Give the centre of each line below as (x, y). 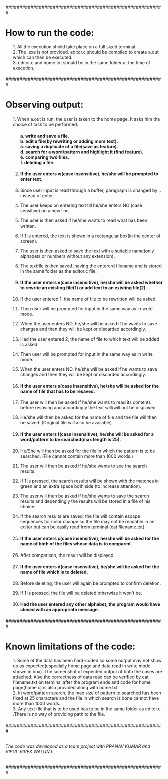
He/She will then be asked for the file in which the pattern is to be (88, 451)
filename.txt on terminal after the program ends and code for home (82, 682)
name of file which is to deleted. (54, 572)
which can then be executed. (42, 57)
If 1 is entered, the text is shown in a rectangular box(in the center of (90, 236)
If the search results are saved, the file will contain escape (80, 516)
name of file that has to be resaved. (57, 391)
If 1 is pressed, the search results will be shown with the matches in (90, 481)
